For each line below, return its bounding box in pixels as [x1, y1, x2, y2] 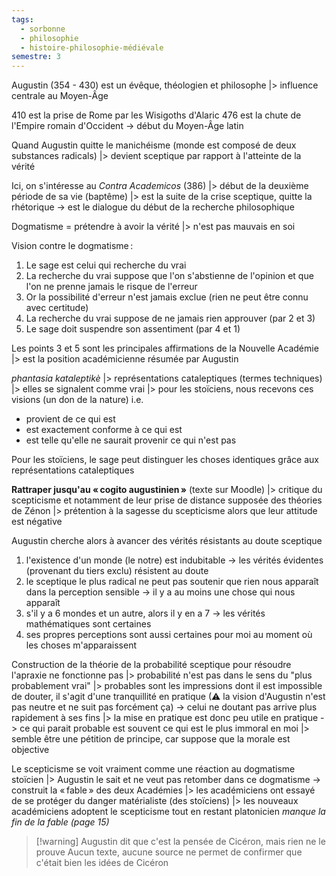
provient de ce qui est [25, 413, 116, 425]
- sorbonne [20, 24, 66, 34]
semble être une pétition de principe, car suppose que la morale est [11, 733, 291, 745]
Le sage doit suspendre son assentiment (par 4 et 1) [25, 323, 241, 335]
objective [11, 744, 50, 756]
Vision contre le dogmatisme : [11, 240, 134, 252]
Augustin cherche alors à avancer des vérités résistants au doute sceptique [11, 535, 323, 547]
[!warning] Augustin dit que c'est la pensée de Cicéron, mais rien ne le [35, 836, 326, 848]
